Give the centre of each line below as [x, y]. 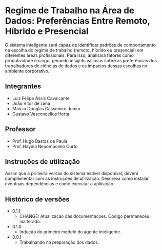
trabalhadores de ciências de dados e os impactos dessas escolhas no [76, 66]
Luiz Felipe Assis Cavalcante [41, 98]
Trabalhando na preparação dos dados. [59, 242]
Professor [20, 129]
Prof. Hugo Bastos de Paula [40, 141]
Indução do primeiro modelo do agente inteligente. [70, 232]
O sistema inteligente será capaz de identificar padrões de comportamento [81, 45]
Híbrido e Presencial [47, 31]
